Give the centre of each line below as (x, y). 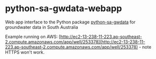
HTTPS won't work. (25, 52)
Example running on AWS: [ (33, 37)
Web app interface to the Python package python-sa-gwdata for (70, 22)
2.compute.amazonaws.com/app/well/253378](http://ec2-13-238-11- (75, 41)
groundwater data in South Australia (42, 27)
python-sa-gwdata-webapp (63, 9)
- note (145, 47)
